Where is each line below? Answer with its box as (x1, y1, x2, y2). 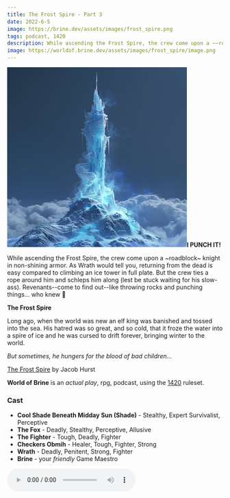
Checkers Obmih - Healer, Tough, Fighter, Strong (16, 440, 157, 449)
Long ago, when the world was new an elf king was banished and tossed (7, 317, 213, 325)
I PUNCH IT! (187, 240, 221, 249)
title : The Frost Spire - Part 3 (7, 11, 103, 18)
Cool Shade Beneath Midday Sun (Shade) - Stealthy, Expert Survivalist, (16, 411, 220, 419)
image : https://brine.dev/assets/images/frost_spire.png (7, 25, 173, 32)
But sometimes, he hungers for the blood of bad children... (7, 352, 172, 360)
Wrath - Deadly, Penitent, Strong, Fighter (16, 447, 133, 456)
